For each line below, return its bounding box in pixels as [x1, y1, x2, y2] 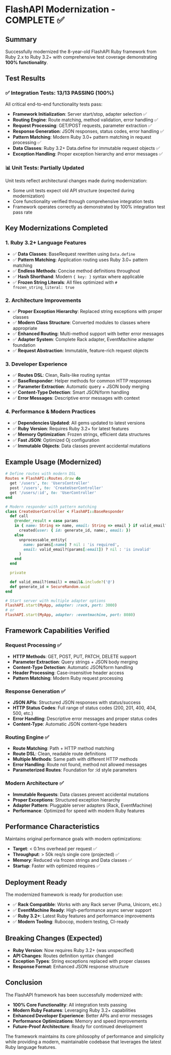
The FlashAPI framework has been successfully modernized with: [5, 992, 143, 998]
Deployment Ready [5, 878, 67, 887]
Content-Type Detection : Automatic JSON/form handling [12, 664, 133, 670]
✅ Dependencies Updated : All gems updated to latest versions [12, 420, 146, 426]
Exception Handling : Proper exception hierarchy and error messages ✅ [12, 150, 163, 157]
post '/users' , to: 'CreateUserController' [10, 485, 103, 491]
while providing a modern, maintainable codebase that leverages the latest [5, 1039, 162, 1045]
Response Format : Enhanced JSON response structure [12, 964, 129, 970]
